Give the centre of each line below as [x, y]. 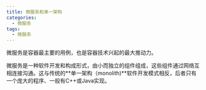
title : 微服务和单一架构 [34, 12]
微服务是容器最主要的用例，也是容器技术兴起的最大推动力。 [82, 53]
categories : [21, 18]
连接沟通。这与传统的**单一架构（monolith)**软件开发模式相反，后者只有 [104, 73]
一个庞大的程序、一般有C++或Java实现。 [58, 81]
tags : [13, 29]
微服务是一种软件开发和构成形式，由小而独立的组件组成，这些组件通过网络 [100, 66]
